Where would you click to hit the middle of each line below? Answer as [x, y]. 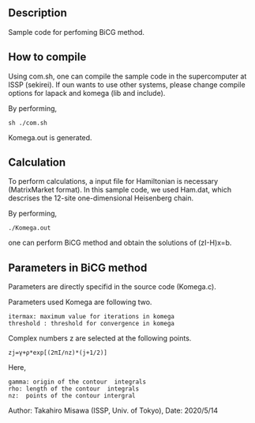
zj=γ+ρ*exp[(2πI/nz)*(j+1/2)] [58, 353]
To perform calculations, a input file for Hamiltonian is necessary [113, 181]
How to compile [47, 57]
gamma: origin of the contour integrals [77, 382]
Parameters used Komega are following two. [80, 302]
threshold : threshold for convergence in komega [92, 324]
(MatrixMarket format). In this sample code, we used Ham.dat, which [120, 190]
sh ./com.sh [28, 123]
